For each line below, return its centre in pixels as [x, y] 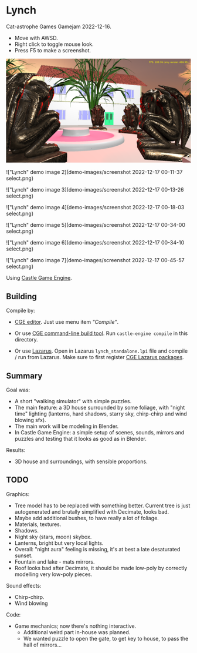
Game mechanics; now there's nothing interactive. [75, 626]
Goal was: [18, 390]
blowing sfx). [30, 420]
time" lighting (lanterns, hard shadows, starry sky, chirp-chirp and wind [101, 414]
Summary [24, 376]
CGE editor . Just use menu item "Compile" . [67, 322]
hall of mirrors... [43, 645]
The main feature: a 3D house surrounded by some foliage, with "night [100, 408]
